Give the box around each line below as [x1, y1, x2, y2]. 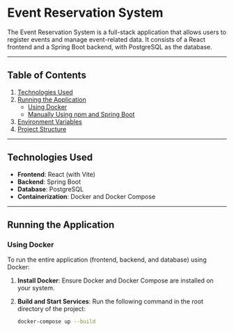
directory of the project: [17, 305, 86, 313]
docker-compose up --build [17, 318, 96, 325]
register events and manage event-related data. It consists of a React [7, 35, 205, 43]
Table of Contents [7, 70, 87, 81]
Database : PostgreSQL [17, 184, 84, 193]
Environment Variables [17, 117, 82, 126]
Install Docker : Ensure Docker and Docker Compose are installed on [17, 276, 214, 285]
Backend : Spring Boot [17, 177, 81, 186]
